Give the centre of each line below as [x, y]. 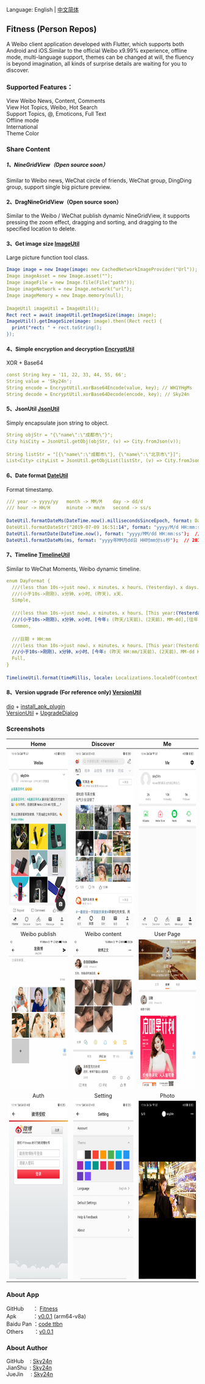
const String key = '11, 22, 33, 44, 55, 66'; [67, 375]
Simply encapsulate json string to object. [57, 423]
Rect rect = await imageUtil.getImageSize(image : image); [81, 315]
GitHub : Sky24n [29, 1361]
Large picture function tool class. [48, 257]
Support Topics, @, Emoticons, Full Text [56, 114]
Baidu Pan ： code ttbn [34, 1324]
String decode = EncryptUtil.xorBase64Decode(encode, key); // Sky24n [98, 394]
